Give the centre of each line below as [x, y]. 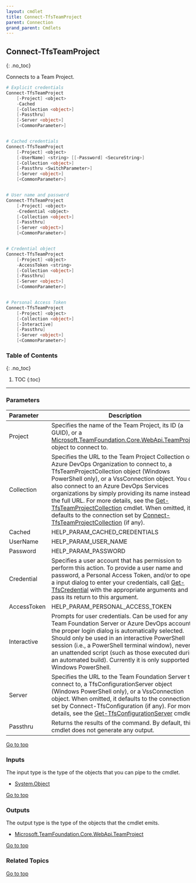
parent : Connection [30, 22]
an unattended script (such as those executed [114, 653]
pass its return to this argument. [95, 597]
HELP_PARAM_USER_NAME [90, 541]
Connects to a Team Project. [40, 77]
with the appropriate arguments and [139, 589]
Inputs [15, 760]
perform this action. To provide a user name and [117, 568]
